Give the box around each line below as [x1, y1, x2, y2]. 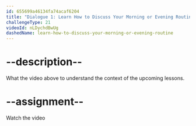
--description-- [6, 55, 83, 69]
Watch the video [6, 114, 45, 121]
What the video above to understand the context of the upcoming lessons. [6, 75, 185, 82]
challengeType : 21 [6, 19, 51, 25]
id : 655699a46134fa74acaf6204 [6, 8, 80, 15]
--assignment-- [6, 95, 84, 108]
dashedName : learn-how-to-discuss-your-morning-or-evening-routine [6, 30, 174, 36]
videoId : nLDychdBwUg [6, 24, 59, 31]
